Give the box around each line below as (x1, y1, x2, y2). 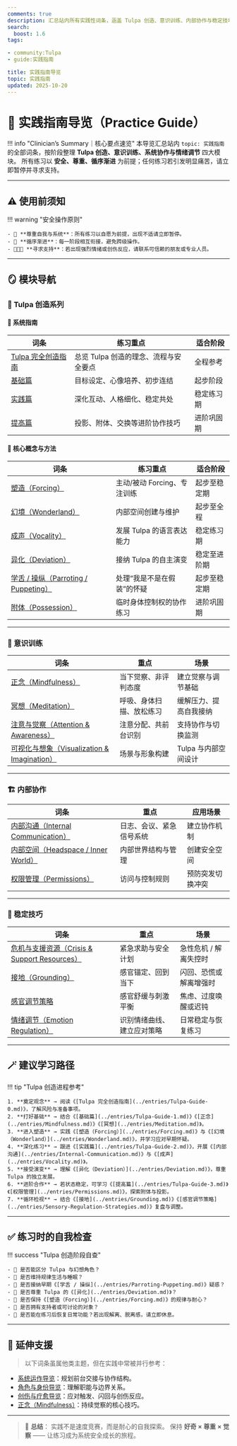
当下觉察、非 (119, 672, 162, 682)
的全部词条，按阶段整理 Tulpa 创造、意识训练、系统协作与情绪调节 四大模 (7, 148, 221, 156)
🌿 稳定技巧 (7, 910, 44, 920)
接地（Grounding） (11, 972, 75, 982)
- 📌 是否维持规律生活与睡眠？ (7, 1274, 83, 1281)
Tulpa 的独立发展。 (7, 1173, 59, 1180)
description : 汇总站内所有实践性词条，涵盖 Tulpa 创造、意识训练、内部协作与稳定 (7, 17, 224, 24)
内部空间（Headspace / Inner (11, 845, 108, 855)
